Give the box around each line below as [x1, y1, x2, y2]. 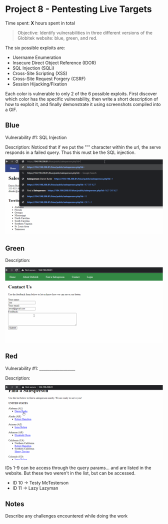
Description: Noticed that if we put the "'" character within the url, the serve [5, 144, 161, 150]
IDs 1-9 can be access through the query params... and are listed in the [5, 465, 151, 471]
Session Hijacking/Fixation [12, 81, 67, 87]
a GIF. [5, 106, 17, 112]
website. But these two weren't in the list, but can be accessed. [5, 470, 136, 476]
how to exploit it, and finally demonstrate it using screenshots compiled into [5, 101, 161, 107]
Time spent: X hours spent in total [5, 20, 75, 26]
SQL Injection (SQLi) [12, 65, 54, 71]
